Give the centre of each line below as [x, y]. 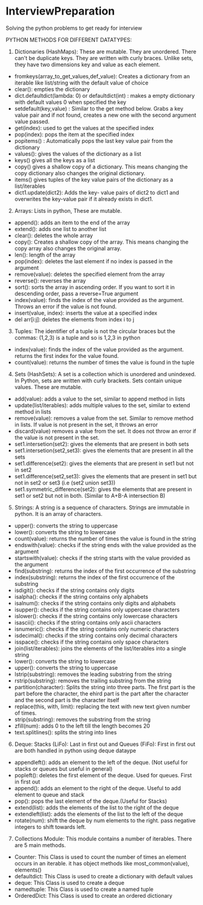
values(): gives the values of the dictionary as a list [78, 154]
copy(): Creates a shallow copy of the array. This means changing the [101, 242]
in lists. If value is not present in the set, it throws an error [86, 424]
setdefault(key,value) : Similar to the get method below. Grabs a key [99, 108]
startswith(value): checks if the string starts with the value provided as [102, 558]
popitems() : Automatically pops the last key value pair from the [94, 140]
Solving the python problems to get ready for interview [74, 28]
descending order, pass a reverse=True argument [76, 294]
